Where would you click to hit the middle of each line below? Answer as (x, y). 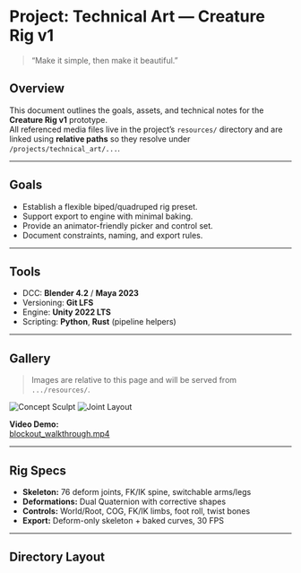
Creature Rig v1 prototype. (59, 119)
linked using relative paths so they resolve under (100, 139)
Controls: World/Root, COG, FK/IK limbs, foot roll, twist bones (136, 511)
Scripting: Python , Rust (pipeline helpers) (99, 322)
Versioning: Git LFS (58, 303)
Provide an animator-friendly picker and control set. (117, 225)
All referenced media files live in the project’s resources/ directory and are (146, 129)
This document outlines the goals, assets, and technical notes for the (137, 110)
